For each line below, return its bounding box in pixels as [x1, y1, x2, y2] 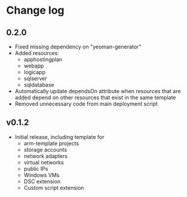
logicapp [23, 69, 46, 75]
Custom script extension [23, 184, 84, 191]
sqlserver [23, 75, 48, 82]
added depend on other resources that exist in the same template [14, 94, 176, 101]
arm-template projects [23, 140, 79, 147]
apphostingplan [23, 56, 63, 63]
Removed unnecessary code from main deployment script [14, 100, 158, 107]
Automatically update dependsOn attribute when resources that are [14, 88, 181, 94]
